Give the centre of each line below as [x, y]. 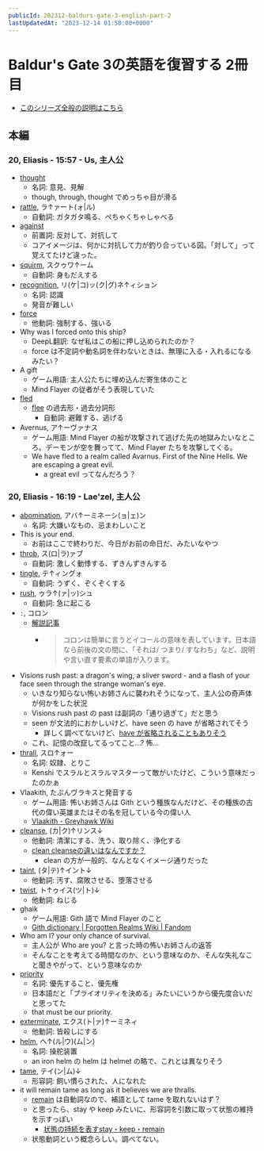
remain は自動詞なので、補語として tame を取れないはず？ [126, 1099]
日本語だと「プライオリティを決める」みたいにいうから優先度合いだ [142, 993]
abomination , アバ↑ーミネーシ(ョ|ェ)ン [83, 516]
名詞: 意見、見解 [58, 187]
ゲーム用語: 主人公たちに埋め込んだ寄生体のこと [109, 380]
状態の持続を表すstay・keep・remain [104, 1129]
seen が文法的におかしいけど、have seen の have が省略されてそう [140, 723]
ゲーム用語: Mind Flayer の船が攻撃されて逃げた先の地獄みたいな [136, 438]
